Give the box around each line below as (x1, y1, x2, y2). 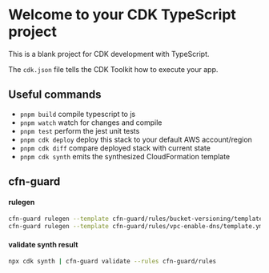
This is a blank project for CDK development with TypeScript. (8, 49, 210, 58)
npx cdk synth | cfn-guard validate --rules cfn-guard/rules (8, 258, 217, 266)
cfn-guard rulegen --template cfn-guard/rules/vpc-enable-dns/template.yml (8, 223, 267, 231)
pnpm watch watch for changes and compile (19, 118, 163, 127)
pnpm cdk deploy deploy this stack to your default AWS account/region (19, 134, 252, 144)
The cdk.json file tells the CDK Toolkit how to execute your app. (8, 64, 219, 74)
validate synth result (8, 239, 78, 249)
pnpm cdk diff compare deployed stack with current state (19, 143, 211, 153)
